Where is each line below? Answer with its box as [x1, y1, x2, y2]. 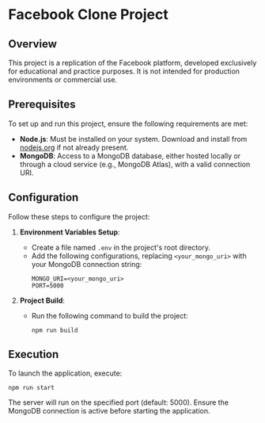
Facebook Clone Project [8, 6, 168, 24]
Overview [8, 37, 58, 51]
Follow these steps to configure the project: [8, 211, 150, 221]
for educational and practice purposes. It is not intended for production [8, 67, 240, 76]
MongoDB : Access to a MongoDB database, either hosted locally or [19, 151, 241, 160]
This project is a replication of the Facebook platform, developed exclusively [8, 58, 257, 67]
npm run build [31, 326, 78, 334]
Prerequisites [8, 97, 76, 112]
